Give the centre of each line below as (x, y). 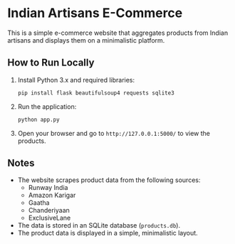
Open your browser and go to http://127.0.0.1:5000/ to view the (114, 133)
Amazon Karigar (52, 195)
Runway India (48, 188)
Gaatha (39, 203)
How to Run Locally (51, 63)
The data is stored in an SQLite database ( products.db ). (99, 226)
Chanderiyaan (49, 211)
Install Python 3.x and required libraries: (76, 80)
